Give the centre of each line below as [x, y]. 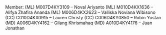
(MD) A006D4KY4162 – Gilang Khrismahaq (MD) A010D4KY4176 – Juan [79, 23]
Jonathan [15, 28]
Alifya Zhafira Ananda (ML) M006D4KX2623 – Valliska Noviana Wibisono [80, 12]
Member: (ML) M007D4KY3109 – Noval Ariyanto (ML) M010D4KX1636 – [79, 7]
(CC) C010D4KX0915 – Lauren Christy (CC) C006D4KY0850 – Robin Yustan [83, 17]
